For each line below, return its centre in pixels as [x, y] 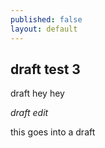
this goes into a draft [53, 132]
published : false [46, 19]
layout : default [44, 29]
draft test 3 [45, 69]
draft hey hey [37, 93]
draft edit [29, 113]
